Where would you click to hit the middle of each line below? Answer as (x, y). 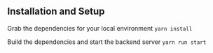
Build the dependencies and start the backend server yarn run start (107, 42)
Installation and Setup (56, 12)
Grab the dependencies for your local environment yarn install (100, 28)
